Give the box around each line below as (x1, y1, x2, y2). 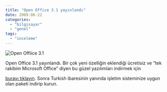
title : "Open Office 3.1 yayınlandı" (5, 7, 86, 13)
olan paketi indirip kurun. (5, 80, 58, 87)
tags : (5, 31, 17, 36)
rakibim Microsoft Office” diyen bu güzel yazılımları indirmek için (5, 65, 141, 72)
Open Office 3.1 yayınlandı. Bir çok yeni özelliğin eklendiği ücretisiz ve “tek (5, 60, 162, 66)
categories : (5, 17, 31, 22)
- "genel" (10, 27, 31, 32)
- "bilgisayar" (10, 21, 43, 27)
